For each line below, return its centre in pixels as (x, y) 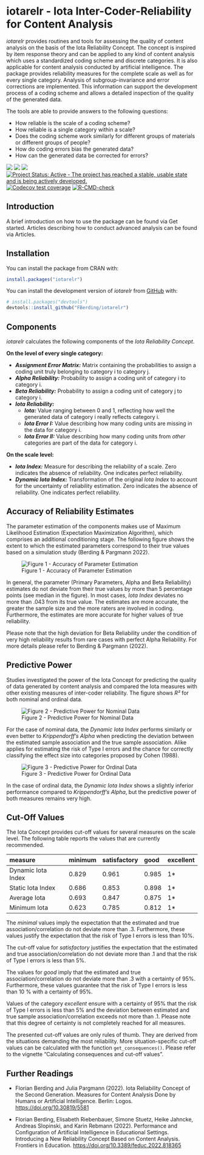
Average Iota (27, 898)
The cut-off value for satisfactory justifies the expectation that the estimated (102, 948)
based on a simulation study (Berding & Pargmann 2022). (78, 552)
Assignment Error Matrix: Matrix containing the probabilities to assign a (105, 365)
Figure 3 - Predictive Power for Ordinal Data (76, 773)
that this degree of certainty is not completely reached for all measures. (96, 1023)
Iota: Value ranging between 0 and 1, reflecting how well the (99, 410)
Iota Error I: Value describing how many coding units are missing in (108, 423)
